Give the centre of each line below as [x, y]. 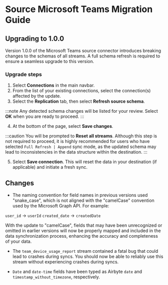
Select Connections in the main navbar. [54, 85]
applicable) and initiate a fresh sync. [50, 167]
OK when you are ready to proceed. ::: [45, 116]
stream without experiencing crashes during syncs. [65, 262]
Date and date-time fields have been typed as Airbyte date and [77, 272]
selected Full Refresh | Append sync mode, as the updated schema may [81, 147]
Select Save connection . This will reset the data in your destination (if [85, 162]
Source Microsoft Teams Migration [79, 9]
